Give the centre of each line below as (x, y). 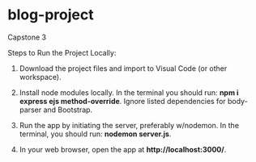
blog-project (51, 15)
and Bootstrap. (68, 110)
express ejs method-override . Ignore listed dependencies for (122, 101)
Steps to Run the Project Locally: (62, 52)
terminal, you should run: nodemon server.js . (95, 134)
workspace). (40, 77)
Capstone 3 (27, 37)
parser (30, 110)
